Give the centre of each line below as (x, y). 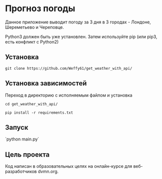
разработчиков (21, 172)
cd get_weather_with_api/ (31, 104)
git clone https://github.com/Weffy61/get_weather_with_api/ (69, 68)
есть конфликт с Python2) (32, 41)
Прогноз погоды (40, 9)
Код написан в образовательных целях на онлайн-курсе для (69, 166)
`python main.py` (22, 139)
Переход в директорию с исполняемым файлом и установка (69, 95)
